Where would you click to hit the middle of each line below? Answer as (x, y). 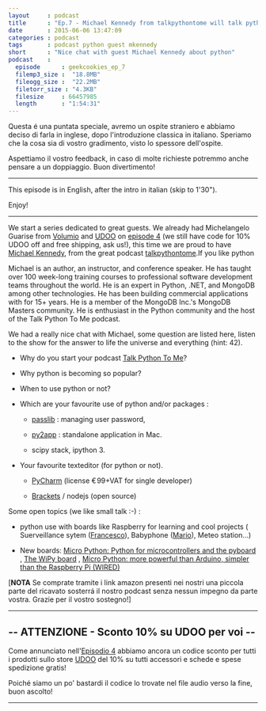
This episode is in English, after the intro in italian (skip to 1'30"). (113, 190)
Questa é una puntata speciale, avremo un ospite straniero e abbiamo (122, 127)
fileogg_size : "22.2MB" (58, 82)
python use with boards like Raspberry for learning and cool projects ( (134, 527)
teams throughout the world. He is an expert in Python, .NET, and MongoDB (132, 285)
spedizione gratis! (38, 667)
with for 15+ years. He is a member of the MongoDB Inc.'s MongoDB (120, 302)
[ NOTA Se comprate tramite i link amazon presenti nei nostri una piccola (126, 583)
